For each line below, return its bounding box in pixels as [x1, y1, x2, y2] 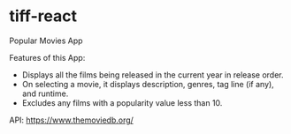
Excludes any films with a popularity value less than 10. [21, 97, 223, 108]
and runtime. [21, 88, 69, 99]
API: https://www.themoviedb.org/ [9, 115, 134, 125]
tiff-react [9, 6, 78, 26]
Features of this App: [9, 52, 86, 63]
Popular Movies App [9, 35, 83, 46]
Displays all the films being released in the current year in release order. [21, 69, 285, 80]
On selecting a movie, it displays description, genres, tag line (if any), [21, 78, 274, 89]
